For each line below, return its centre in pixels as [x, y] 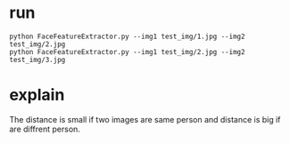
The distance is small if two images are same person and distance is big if [145, 119]
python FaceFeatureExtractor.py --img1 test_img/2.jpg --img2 [127, 52]
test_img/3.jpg [37, 60]
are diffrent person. [45, 129]
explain [37, 95]
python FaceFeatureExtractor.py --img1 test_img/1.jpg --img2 [127, 36]
